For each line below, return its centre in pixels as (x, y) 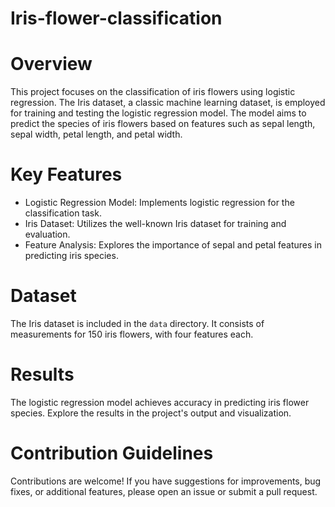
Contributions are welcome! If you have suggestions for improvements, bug (166, 481)
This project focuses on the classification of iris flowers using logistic (153, 92)
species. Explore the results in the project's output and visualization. (151, 413)
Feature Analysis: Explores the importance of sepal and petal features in (173, 245)
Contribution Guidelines (112, 453)
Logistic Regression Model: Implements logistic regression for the (159, 203)
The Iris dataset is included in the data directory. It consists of (137, 323)
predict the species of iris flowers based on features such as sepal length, (163, 124)
